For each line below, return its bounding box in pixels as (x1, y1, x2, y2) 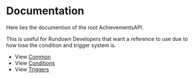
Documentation (6, 4, 85, 18)
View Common (14, 53, 51, 60)
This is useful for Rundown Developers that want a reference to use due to (6, 35, 188, 42)
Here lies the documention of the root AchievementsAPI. (6, 24, 144, 31)
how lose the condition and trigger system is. (6, 42, 117, 49)
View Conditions (14, 59, 55, 67)
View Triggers (14, 65, 49, 72)
